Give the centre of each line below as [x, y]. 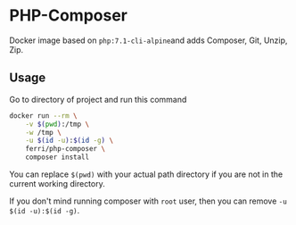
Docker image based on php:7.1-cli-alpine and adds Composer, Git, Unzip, [148, 40]
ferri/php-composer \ [65, 149]
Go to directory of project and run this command [98, 99]
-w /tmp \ [44, 132]
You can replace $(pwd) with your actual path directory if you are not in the [146, 174]
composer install [58, 157]
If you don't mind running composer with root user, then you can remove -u [148, 201]
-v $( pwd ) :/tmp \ [58, 124]
